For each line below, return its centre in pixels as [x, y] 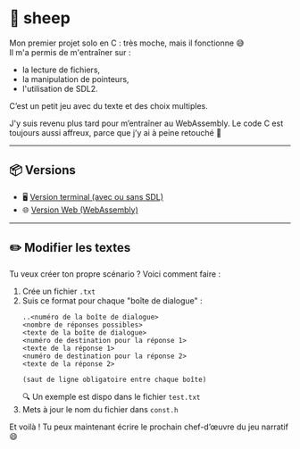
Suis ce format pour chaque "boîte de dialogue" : [112, 300]
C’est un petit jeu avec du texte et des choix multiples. [108, 105]
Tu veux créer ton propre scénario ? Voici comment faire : [115, 274]
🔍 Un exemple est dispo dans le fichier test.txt [111, 396]
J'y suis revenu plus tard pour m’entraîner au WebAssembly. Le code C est [146, 123]
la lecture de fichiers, [61, 70]
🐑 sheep [40, 18]
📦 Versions [42, 170]
